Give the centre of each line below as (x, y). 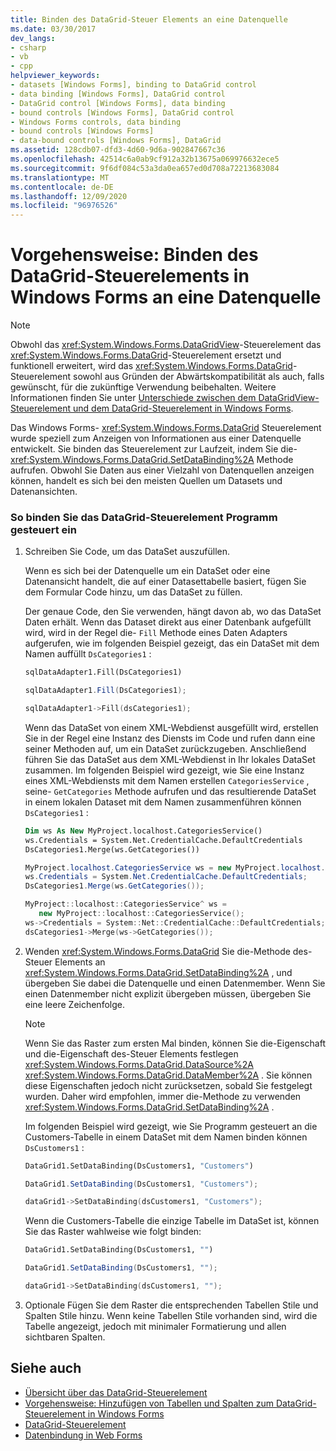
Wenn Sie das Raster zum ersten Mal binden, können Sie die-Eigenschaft (175, 1043)
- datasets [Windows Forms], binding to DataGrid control (133, 85)
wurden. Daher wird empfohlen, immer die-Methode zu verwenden (163, 1096)
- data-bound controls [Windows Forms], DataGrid (116, 141)
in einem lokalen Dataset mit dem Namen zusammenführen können (163, 802)
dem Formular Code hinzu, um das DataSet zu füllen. (133, 592)
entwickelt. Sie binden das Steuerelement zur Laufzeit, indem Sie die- (154, 449)
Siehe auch (46, 1368)
